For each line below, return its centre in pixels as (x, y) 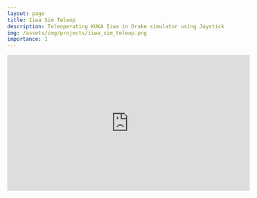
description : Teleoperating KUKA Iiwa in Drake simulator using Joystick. (117, 26)
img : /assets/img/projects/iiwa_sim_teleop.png (77, 33)
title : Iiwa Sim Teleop (42, 20)
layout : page (26, 13)
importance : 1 (28, 39)
